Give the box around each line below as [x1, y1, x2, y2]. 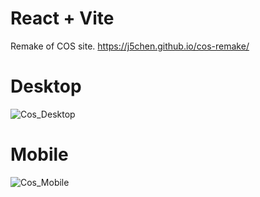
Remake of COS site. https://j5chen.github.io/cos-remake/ [10, 40, 250, 52]
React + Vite [10, 7, 115, 30]
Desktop [10, 75, 82, 98]
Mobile [10, 143, 69, 166]
